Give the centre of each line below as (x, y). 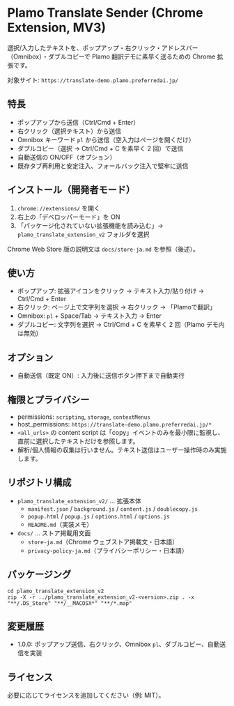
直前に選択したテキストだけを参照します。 (78, 441)
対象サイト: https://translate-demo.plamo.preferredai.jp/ (93, 80)
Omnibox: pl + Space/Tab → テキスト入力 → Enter (89, 316)
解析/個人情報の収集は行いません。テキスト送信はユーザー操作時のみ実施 (122, 450)
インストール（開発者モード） (71, 190)
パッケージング (39, 575)
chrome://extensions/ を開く (58, 208)
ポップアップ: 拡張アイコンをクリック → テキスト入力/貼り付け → (111, 291)
